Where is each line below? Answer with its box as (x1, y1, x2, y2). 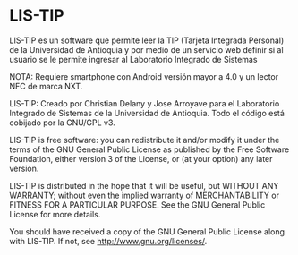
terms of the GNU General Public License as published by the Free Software (9, 144, 290, 155)
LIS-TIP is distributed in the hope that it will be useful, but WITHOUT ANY (9, 180, 279, 191)
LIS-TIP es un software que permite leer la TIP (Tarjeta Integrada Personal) (9, 35, 285, 46)
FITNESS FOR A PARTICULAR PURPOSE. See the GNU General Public (9, 199, 266, 210)
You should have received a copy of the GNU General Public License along (9, 225, 285, 237)
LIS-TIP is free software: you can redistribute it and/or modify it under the (9, 134, 280, 145)
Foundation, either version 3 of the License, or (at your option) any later (9, 153, 273, 164)
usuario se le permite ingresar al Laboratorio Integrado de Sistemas (9, 54, 258, 64)
